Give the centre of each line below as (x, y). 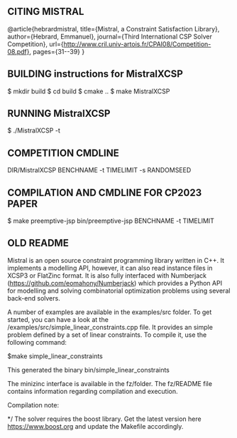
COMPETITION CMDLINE (63, 153)
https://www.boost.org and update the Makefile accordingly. (95, 426)
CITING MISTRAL (46, 12)
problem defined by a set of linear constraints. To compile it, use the (107, 335)
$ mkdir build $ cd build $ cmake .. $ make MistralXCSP (89, 91)
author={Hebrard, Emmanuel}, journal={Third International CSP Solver (110, 36)
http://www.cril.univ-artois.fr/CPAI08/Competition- (137, 44)
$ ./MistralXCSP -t (34, 130)
